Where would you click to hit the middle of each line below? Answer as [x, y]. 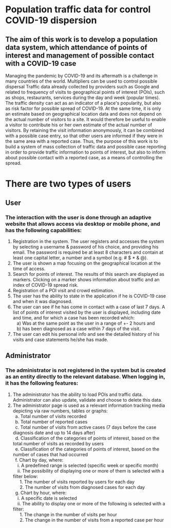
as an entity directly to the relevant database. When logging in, [85, 377]
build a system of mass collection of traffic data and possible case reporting [86, 147]
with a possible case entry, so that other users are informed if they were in [84, 136]
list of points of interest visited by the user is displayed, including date [87, 312]
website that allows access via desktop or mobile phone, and [83, 223]
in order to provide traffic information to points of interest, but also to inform [85, 152]
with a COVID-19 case [41, 63]
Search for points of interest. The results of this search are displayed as [88, 274]
